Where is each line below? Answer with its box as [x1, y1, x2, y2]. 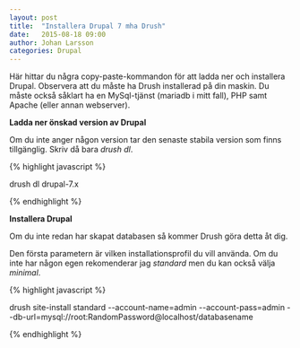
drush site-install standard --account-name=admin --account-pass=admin [9, 302, 285, 313]
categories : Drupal [9, 47, 82, 56]
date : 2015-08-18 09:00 [9, 30, 106, 39]
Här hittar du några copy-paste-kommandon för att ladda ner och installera [9, 71, 286, 82]
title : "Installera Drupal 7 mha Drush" [9, 22, 167, 30]
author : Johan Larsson [9, 38, 94, 48]
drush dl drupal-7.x [9, 178, 79, 189]
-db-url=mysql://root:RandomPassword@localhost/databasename [9, 311, 253, 323]
